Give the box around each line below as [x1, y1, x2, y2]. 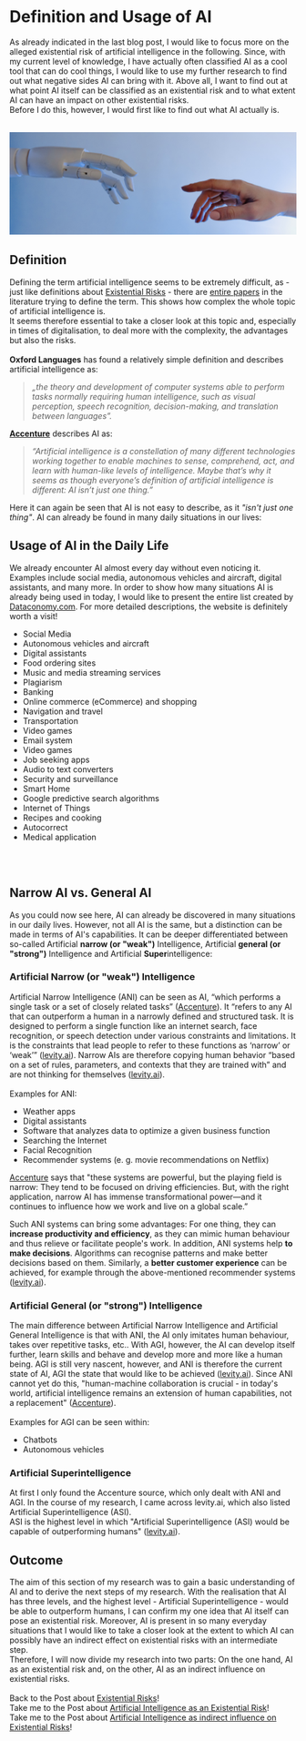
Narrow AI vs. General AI [9, 885, 152, 901]
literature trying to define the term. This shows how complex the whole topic [9, 296, 296, 307]
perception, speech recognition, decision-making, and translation [31, 401, 280, 412]
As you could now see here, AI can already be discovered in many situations [9, 909, 296, 921]
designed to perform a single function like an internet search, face [9, 1020, 258, 1031]
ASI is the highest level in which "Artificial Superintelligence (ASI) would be [9, 1516, 290, 1527]
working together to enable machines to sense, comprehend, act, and [31, 455, 295, 466]
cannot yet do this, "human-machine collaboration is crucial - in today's [9, 1378, 279, 1390]
